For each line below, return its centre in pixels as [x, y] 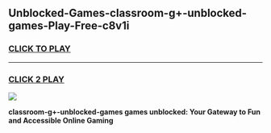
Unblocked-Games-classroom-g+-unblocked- [128, 13]
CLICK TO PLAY [40, 49]
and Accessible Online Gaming [61, 120]
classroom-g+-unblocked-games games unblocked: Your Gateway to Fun [134, 111]
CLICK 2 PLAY [36, 79]
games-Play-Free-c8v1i [69, 26]
